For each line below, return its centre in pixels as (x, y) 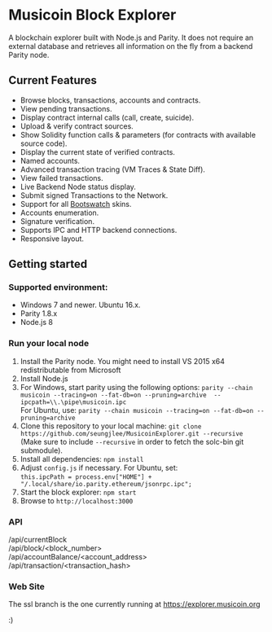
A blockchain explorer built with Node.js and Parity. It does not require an (131, 37)
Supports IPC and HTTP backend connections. (99, 230)
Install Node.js (44, 378)
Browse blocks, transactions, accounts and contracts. (110, 100)
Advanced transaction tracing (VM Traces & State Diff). (113, 169)
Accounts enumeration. (59, 213)
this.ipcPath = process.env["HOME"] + (86, 477)
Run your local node (49, 344)
